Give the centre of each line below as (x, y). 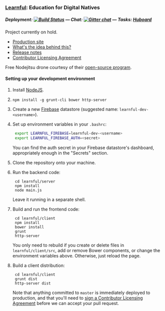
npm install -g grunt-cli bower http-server (59, 100)
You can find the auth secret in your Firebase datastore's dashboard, (83, 147)
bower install (29, 227)
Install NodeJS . (28, 90)
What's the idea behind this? (42, 47)
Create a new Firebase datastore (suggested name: (65, 109)
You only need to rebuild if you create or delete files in (68, 245)
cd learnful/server (35, 181)
